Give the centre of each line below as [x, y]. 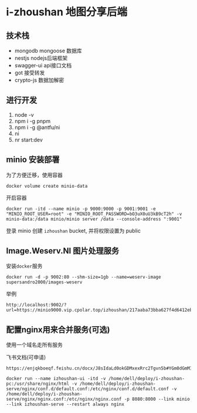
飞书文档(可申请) [26, 357]
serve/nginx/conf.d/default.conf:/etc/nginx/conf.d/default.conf [87, 389]
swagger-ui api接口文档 [43, 65]
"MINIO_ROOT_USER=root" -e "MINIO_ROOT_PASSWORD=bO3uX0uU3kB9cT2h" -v [94, 214]
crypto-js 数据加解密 [39, 80]
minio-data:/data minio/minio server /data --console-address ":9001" [94, 219]
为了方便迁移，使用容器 [34, 175]
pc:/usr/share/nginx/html [38, 384]
